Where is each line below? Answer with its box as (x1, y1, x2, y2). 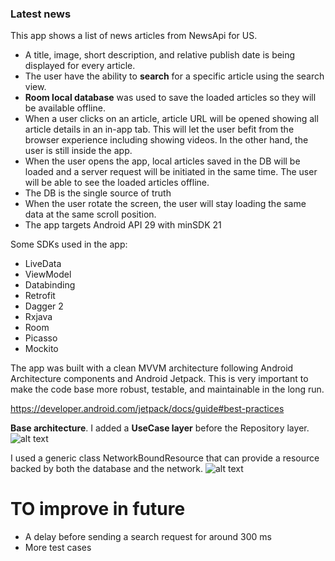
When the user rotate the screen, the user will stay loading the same (24, 198, 307, 210)
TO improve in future (10, 498, 186, 521)
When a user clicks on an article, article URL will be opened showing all (24, 113, 319, 125)
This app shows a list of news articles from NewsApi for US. (10, 30, 258, 42)
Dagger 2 (24, 300, 64, 312)
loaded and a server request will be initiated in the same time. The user (24, 166, 318, 178)
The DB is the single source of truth (24, 187, 172, 199)
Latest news (10, 7, 72, 21)
